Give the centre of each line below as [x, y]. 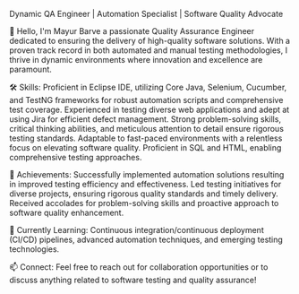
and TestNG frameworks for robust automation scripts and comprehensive [146, 100]
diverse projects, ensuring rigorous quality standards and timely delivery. [144, 194]
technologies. [34, 249]
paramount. [30, 69]
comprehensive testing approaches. [76, 157]
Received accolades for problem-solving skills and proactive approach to [144, 203]
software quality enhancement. [67, 212]
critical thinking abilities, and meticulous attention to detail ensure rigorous [147, 129]
